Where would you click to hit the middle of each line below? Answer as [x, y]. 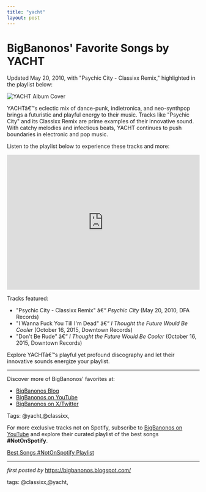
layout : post [24, 18]
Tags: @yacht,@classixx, [38, 416]
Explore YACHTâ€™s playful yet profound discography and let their [91, 355]
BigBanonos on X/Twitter [47, 404]
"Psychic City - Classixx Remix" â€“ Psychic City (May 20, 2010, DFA [103, 310]
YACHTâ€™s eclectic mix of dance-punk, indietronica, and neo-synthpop [99, 109]
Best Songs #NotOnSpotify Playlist [50, 453]
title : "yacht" [26, 12]
